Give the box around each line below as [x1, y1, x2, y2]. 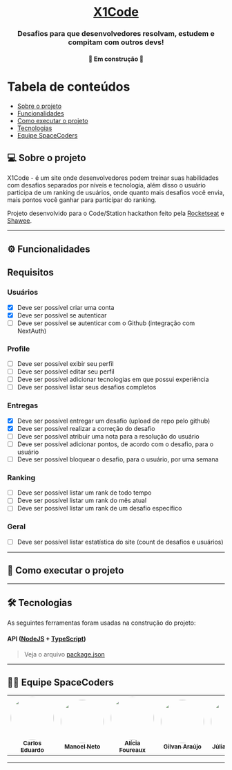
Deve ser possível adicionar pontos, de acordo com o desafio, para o [17, 440, 214, 448]
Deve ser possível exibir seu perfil [17, 360, 114, 368]
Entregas [7, 401, 39, 410]
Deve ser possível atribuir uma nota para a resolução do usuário [17, 432, 200, 440]
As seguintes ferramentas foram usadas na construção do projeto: [7, 618, 196, 627]
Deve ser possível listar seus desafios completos [17, 383, 157, 392]
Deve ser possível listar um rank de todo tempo [17, 488, 152, 497]
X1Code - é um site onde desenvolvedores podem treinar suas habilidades [7, 174, 219, 182]
